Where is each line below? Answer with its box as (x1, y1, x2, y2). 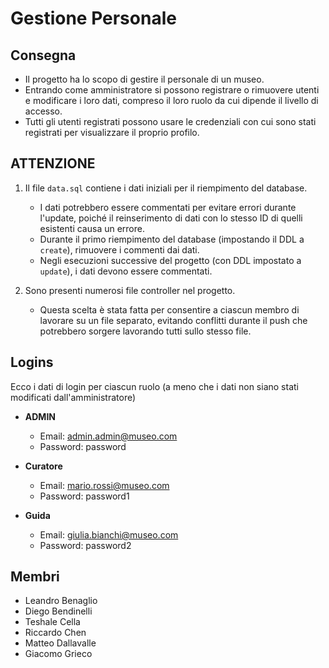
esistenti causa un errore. (39, 222, 145, 234)
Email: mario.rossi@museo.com (39, 479, 170, 491)
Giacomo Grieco (24, 648, 93, 660)
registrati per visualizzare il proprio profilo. (24, 127, 200, 138)
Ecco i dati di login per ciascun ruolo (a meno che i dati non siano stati (10, 380, 299, 392)
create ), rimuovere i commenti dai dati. (39, 243, 200, 256)
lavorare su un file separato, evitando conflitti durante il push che (39, 314, 308, 326)
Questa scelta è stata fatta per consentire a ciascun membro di (39, 303, 300, 316)
